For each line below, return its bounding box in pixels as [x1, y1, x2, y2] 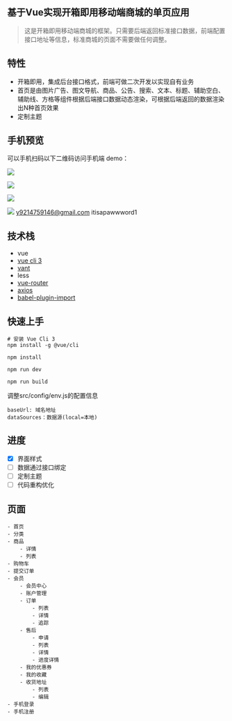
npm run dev [7, 366, 42, 373]
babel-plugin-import [17, 293, 76, 302]
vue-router [17, 279, 49, 287]
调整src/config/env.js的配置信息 [7, 391, 99, 400]
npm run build [7, 378, 49, 385]
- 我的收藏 [19, 671, 47, 678]
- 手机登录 [7, 701, 35, 708]
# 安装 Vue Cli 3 [7, 336, 56, 343]
